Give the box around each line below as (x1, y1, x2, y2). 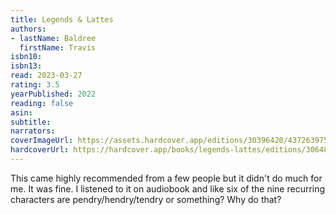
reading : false (10, 98, 74, 108)
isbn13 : (10, 61, 43, 71)
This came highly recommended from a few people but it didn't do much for (10, 172, 323, 184)
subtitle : (10, 117, 52, 127)
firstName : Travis (19, 42, 97, 53)
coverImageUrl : (10, 136, 74, 146)
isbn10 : (10, 52, 43, 62)
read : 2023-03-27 (10, 71, 83, 81)
